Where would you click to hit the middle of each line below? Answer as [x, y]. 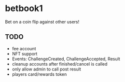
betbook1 [24, 8]
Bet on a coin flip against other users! [42, 22]
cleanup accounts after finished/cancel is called [60, 64]
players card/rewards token [39, 74]
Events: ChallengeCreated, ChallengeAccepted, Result [66, 59]
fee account [24, 48]
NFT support [25, 54]
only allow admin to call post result [46, 69]
